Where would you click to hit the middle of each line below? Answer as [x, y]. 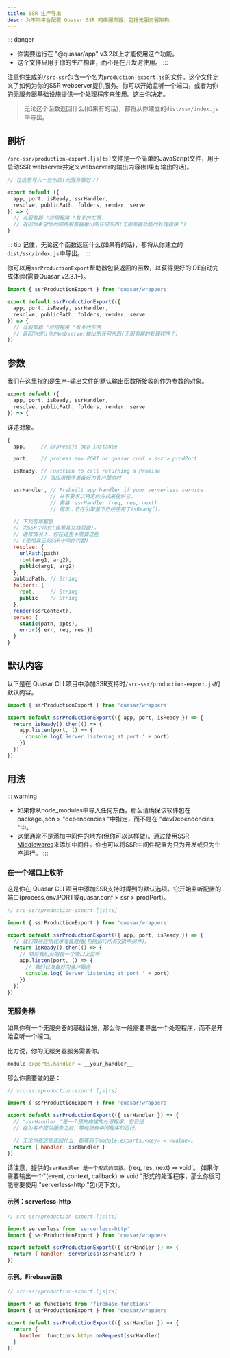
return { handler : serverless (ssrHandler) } [78, 1254]
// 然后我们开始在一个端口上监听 [60, 955]
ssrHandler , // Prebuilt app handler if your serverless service [108, 490]
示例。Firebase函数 [35, 1276]
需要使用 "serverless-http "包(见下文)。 [68, 1184]
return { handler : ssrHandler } [60, 1147]
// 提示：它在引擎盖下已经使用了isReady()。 [107, 509]
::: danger [21, 39]
